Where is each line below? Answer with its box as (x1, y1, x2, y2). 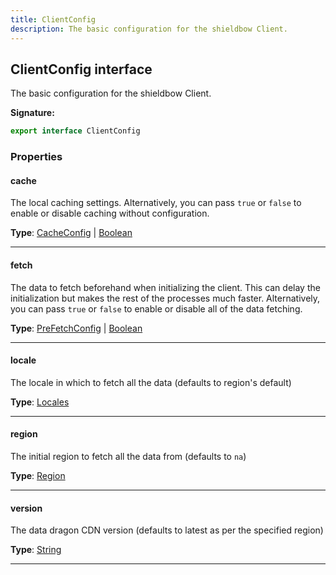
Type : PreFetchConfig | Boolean (10, 322, 143, 334)
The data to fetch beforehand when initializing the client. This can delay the (10, 281, 321, 293)
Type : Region (10, 469, 66, 481)
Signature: (10, 107, 55, 119)
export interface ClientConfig (10, 126, 141, 136)
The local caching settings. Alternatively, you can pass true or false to (10, 197, 302, 209)
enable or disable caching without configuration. (10, 207, 210, 220)
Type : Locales (10, 396, 70, 408)
